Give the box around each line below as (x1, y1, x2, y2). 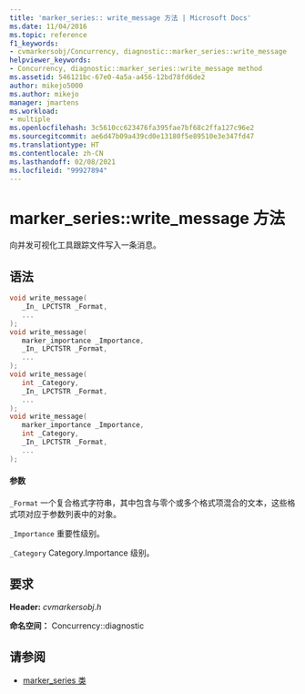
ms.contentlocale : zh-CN (9, 148, 104, 158)
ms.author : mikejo (9, 89, 79, 98)
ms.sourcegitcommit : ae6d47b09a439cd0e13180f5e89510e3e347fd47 (9, 132, 255, 141)
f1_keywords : (9, 38, 59, 48)
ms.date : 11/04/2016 (9, 22, 88, 31)
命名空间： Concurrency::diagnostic (9, 620, 145, 631)
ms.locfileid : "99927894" (9, 166, 107, 175)
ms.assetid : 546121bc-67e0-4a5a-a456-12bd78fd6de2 (9, 73, 206, 82)
